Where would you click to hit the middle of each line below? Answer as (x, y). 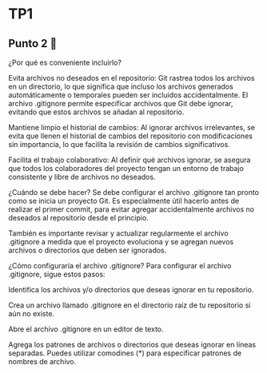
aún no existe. (31, 313)
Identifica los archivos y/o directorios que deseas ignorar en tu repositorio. (131, 290)
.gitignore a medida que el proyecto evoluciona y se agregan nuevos (121, 242)
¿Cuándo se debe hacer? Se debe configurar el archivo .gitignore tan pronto (134, 192)
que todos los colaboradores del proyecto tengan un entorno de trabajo (126, 168)
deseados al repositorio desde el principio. (79, 218)
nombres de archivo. (42, 361)
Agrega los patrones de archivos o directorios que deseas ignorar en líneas (132, 345)
